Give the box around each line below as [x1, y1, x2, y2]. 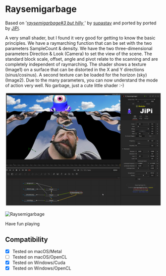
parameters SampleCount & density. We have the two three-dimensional [5, 45, 153, 51]
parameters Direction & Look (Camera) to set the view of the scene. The [5, 51, 152, 57]
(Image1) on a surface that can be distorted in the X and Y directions [5, 66, 145, 73]
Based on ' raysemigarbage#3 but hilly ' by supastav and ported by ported [5, 20, 157, 26]
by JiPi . [5, 25, 20, 31]
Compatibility [5, 235, 48, 244]
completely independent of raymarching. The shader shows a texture [5, 61, 147, 67]
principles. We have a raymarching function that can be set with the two [5, 40, 152, 46]
